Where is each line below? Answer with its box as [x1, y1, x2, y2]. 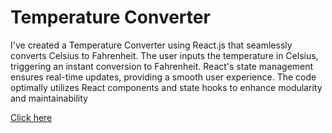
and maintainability [10, 92, 88, 104]
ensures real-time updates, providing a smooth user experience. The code [10, 71, 317, 83]
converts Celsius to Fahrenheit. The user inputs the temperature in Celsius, [10, 49, 319, 61]
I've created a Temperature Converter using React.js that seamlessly [10, 39, 293, 51]
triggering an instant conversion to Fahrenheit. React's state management [10, 60, 314, 72]
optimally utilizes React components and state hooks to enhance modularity [10, 81, 323, 93]
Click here [10, 111, 53, 123]
